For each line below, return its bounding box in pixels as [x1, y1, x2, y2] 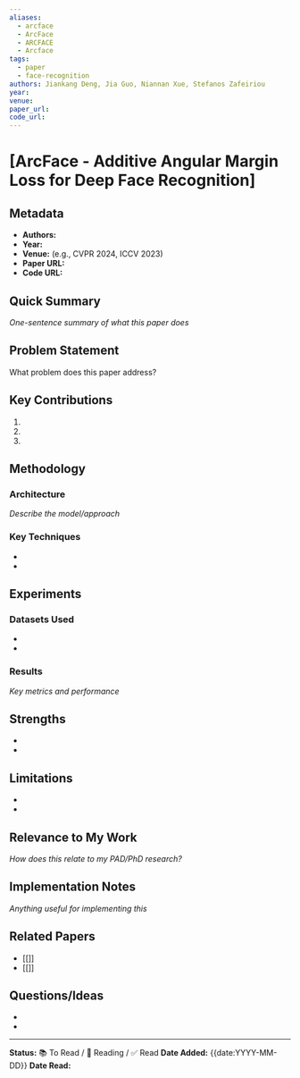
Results [9, 665, 43, 678]
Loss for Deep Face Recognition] [9, 171, 256, 190]
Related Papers [9, 929, 96, 944]
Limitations [9, 771, 73, 786]
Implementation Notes [9, 880, 137, 895]
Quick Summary [9, 293, 101, 308]
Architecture [9, 488, 66, 501]
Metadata [9, 206, 64, 221]
